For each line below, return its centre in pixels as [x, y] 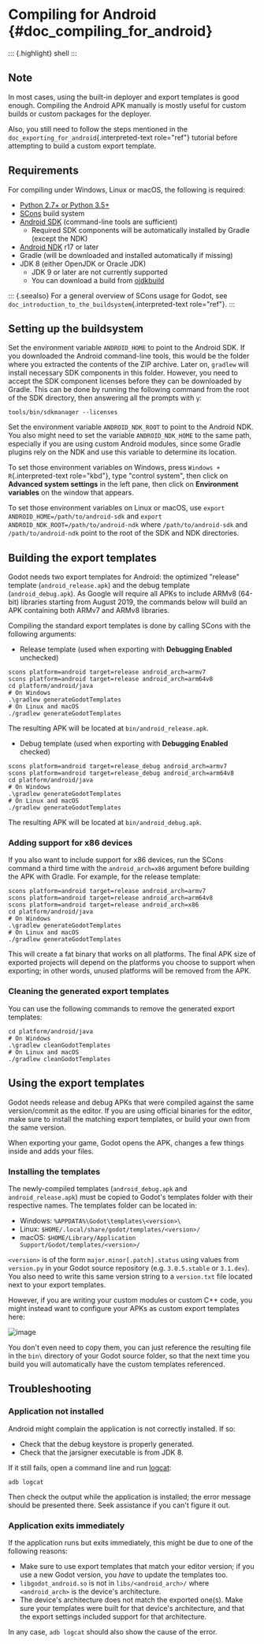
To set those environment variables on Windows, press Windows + [114, 468]
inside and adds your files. [51, 1151]
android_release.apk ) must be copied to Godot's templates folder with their [131, 1197]
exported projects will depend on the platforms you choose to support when [132, 962]
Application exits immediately [67, 1526]
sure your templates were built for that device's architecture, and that [132, 1608]
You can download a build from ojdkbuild [98, 280]
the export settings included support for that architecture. [113, 1616]
